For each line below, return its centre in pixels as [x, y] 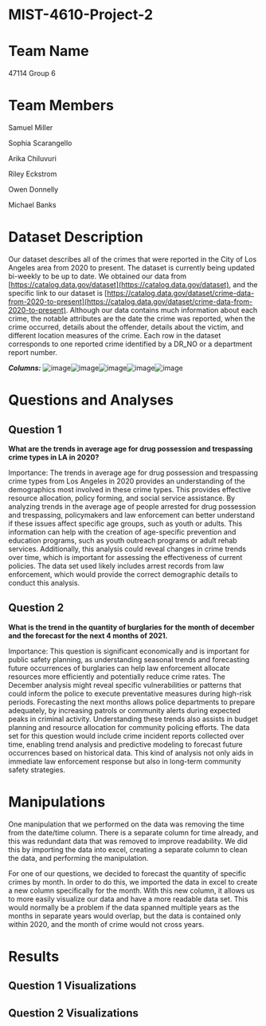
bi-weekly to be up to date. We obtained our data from [98, 276]
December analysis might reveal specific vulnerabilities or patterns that [125, 685]
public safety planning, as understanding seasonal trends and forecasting [129, 659]
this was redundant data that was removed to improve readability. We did [128, 841]
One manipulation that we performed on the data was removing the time [126, 824]
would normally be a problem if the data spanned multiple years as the [124, 907]
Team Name [49, 51]
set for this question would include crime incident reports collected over [126, 736]
